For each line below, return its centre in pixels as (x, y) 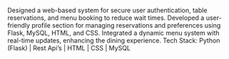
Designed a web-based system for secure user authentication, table (107, 10)
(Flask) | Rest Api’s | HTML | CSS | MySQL (69, 48)
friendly (19, 25)
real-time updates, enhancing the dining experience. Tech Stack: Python (114, 41)
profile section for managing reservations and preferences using (126, 25)
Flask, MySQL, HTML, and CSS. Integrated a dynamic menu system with (113, 33)
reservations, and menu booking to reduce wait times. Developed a (106, 18)
